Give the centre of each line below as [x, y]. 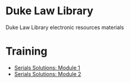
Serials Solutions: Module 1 [47, 68]
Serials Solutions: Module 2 [47, 74]
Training [27, 51]
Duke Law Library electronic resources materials [65, 27]
